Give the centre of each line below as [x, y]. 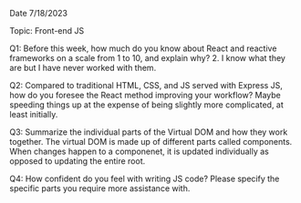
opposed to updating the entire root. [78, 161]
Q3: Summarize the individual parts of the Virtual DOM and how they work [149, 132]
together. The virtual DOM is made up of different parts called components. [151, 142]
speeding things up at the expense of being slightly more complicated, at [147, 105]
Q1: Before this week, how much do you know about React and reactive [143, 48]
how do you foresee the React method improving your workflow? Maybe [145, 95]
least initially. [34, 114]
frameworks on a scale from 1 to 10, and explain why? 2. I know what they [147, 58]
